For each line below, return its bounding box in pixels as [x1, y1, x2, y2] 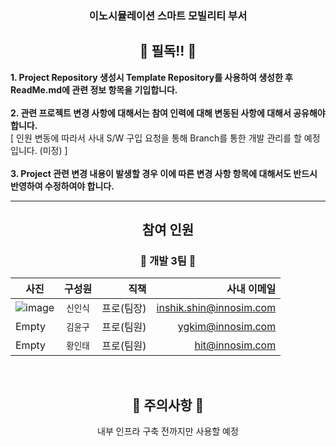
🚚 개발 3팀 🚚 [139, 254, 197, 268]
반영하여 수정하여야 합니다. [10, 180, 115, 192]
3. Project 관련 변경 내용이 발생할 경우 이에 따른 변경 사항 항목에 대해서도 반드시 [10, 167, 318, 179]
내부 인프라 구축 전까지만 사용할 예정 [97, 425, 239, 437]
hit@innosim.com [194, 338, 277, 352]
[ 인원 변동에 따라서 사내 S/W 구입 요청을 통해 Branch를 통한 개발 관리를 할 [10, 132, 302, 144]
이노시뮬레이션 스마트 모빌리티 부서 [88, 8, 248, 22]
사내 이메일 [226, 282, 277, 296]
